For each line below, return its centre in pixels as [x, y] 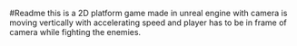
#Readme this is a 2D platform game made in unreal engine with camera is [148, 13]
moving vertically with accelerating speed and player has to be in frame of [148, 23]
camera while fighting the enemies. [75, 32]
